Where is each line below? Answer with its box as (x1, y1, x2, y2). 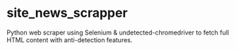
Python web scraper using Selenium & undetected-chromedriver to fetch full (6, 28, 230, 37)
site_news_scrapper (6, 5, 128, 21)
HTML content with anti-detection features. (6, 35, 133, 44)
